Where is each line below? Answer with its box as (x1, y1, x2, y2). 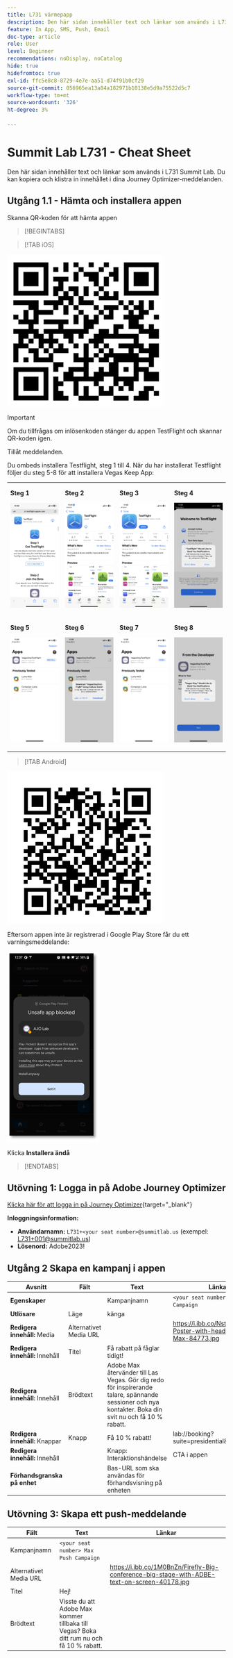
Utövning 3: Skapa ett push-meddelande (7, 1508, 187, 1520)
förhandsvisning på (107, 1478, 163, 1486)
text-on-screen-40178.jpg (110, 1577, 190, 1586)
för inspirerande (107, 1383, 153, 1391)
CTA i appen (173, 1450, 208, 1459)
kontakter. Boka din (107, 1405, 163, 1414)
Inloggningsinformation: (7, 1214, 79, 1222)
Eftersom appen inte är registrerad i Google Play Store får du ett (7, 930, 189, 938)
